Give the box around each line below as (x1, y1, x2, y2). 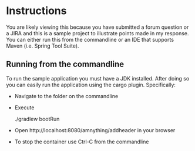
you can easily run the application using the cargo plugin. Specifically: (6, 81, 176, 88)
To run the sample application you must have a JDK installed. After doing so (6, 75, 190, 82)
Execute (14, 104, 35, 111)
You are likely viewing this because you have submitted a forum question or (6, 24, 189, 31)
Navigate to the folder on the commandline (14, 92, 119, 99)
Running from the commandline (6, 59, 125, 69)
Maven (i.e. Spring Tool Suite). (6, 42, 79, 49)
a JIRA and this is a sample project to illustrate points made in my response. (6, 29, 189, 36)
